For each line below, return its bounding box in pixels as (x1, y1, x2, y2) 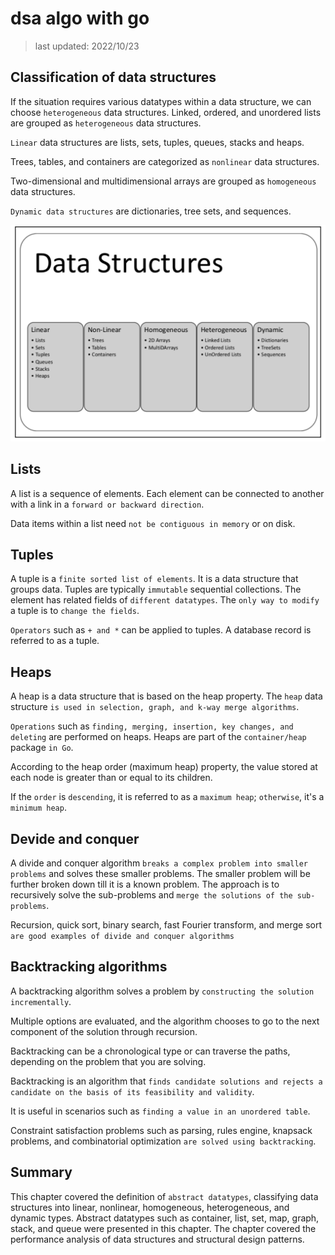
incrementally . (10, 995, 72, 1007)
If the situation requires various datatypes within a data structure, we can (10, 95, 312, 107)
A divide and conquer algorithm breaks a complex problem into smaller (10, 857, 308, 869)
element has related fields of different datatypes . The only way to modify (10, 594, 320, 606)
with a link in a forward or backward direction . (10, 498, 205, 510)
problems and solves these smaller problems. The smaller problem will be (10, 868, 311, 879)
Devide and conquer (10, 830, 140, 847)
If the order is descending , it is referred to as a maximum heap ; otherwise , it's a (10, 791, 325, 803)
